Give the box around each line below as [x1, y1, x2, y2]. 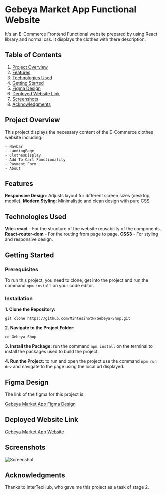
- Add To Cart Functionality [5, 157, 66, 162]
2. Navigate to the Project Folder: [5, 325, 75, 331]
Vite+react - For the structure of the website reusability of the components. [5, 226, 161, 232]
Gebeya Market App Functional [5, 4, 137, 15]
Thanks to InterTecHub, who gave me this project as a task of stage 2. [5, 484, 149, 490]
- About [5, 166, 21, 171]
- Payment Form [5, 161, 37, 166]
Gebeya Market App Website [5, 429, 64, 435]
